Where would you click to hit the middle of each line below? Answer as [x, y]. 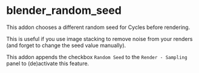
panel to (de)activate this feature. [48, 63]
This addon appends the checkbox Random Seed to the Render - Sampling [97, 57]
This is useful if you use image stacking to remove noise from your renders [99, 39]
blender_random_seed [64, 11]
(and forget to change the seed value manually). [66, 45]
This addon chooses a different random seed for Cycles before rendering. [98, 27]
